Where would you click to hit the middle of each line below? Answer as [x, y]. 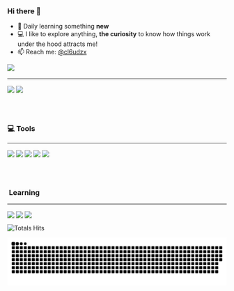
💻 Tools [21, 129]
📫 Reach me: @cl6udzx [52, 52]
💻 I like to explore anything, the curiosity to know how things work [114, 34]
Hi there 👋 [24, 11]
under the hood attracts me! [57, 44]
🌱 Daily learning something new [63, 26]
